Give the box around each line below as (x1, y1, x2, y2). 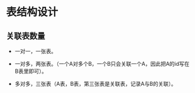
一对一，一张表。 (14, 48, 57, 54)
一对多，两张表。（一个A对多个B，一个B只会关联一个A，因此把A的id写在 (14, 60, 190, 67)
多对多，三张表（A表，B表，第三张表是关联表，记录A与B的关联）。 (14, 81, 177, 87)
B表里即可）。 (14, 68, 47, 75)
